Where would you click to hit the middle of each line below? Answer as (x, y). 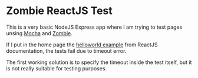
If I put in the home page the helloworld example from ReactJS (82, 45)
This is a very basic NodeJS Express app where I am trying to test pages (94, 27)
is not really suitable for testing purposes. (57, 68)
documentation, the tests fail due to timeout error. (66, 50)
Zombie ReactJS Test (60, 11)
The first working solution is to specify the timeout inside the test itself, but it (99, 62)
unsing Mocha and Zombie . (39, 33)
